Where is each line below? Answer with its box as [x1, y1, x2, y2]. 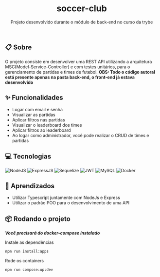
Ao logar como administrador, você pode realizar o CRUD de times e [12, 132, 149, 138]
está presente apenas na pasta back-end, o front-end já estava [5, 74, 135, 80]
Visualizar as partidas [12, 112, 55, 118]
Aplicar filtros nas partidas [12, 117, 65, 122]
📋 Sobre [5, 43, 32, 52]
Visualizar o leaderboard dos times [12, 122, 82, 128]
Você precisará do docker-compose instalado [5, 230, 100, 236]
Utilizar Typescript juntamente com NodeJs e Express [12, 195, 120, 200]
